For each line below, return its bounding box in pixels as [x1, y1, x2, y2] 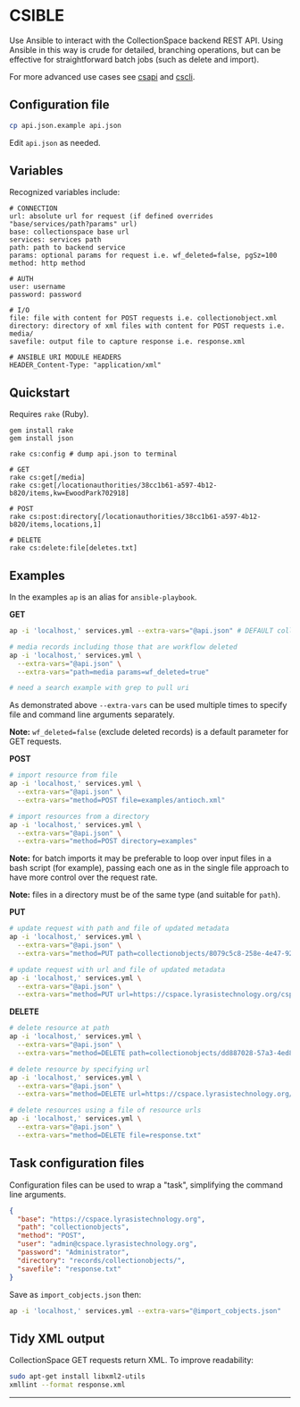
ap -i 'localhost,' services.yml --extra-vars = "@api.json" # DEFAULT [9, 627, 274, 635]
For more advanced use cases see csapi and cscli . [9, 71, 196, 81]
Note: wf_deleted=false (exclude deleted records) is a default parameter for [9, 727, 289, 738]
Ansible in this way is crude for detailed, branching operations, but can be [9, 44, 281, 55]
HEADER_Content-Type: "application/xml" [9, 361, 162, 370]
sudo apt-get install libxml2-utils [9, 1372, 146, 1381]
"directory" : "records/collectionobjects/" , [17, 1256, 186, 1265]
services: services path [9, 235, 102, 244]
